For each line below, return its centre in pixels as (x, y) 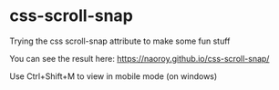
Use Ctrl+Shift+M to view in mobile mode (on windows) (114, 76)
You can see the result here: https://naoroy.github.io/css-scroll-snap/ (139, 58)
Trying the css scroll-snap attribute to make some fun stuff (120, 41)
